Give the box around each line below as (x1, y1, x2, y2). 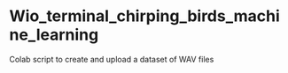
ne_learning (9, 25, 99, 45)
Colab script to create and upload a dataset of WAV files (9, 54, 214, 64)
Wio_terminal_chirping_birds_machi (9, 6, 281, 26)
